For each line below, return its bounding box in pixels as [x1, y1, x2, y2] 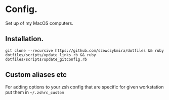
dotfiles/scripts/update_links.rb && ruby [5, 52, 96, 57]
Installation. [5, 35, 44, 43]
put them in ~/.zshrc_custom [5, 89, 64, 95]
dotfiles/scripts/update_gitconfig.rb [5, 57, 87, 62]
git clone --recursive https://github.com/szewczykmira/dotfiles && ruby [5, 48, 164, 53]
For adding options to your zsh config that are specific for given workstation [5, 84, 164, 90]
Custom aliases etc [5, 70, 67, 79]
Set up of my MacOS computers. [5, 20, 73, 26]
